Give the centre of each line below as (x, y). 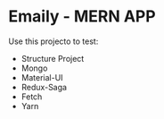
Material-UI (42, 77)
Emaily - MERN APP (82, 17)
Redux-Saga (44, 87)
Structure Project (53, 58)
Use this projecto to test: (53, 41)
